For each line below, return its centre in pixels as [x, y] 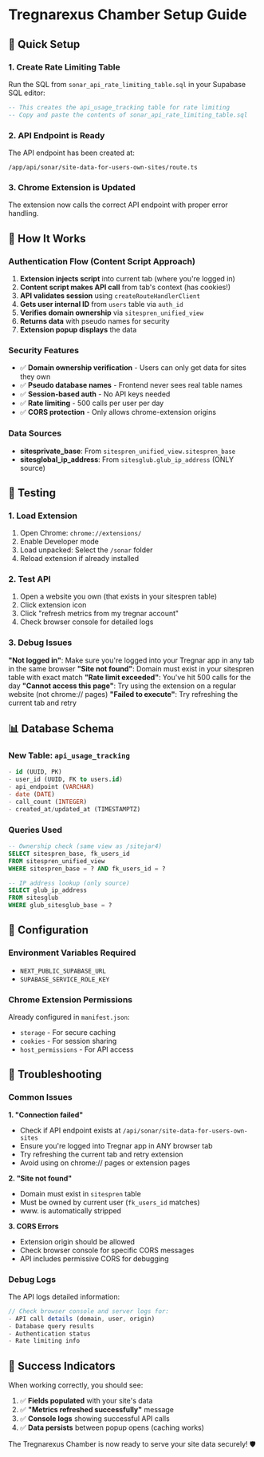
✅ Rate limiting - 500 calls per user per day [92, 403]
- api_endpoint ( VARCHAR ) [51, 787]
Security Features [44, 350]
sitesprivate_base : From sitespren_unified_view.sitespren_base [128, 451]
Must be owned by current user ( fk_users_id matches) [110, 1202]
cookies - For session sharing [68, 1041]
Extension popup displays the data [78, 329]
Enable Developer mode [59, 542]
